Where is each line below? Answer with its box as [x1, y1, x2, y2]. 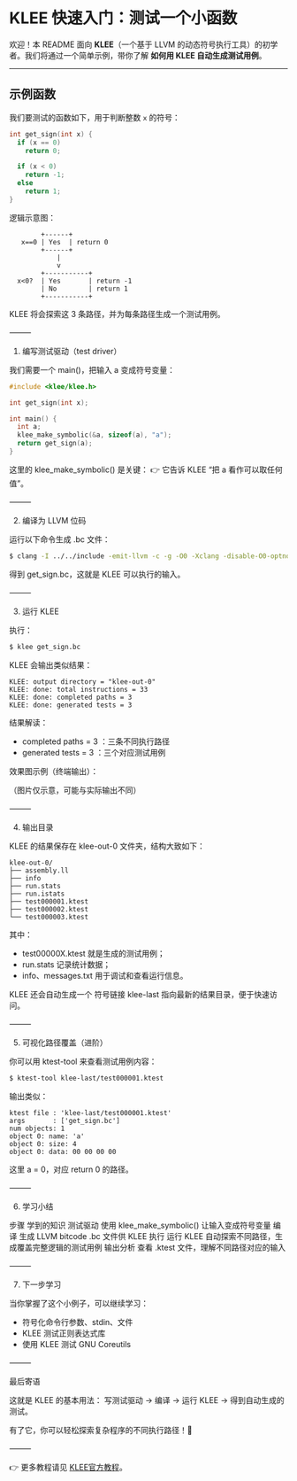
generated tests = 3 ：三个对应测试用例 [21, 747, 166, 757]
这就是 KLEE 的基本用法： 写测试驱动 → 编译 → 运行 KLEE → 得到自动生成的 [9, 1394, 285, 1405]
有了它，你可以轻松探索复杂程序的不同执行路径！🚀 [9, 1424, 193, 1435]
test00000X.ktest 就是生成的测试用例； [21, 948, 165, 958]
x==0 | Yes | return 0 [20, 237, 109, 246]
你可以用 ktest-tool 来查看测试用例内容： [9, 1056, 157, 1066]
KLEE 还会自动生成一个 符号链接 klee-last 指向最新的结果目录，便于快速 [9, 989, 270, 999]
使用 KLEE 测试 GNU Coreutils [21, 1338, 131, 1349]
